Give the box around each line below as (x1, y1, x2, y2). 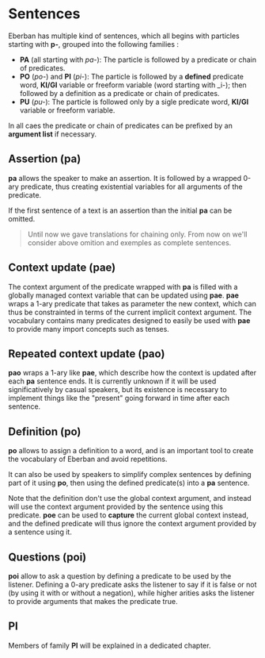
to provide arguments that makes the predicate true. (8, 597, 178, 606)
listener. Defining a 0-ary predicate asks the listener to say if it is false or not (8, 580, 257, 589)
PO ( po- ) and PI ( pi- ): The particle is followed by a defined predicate (19, 71, 244, 81)
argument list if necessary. (8, 129, 97, 139)
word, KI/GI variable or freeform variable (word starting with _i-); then (19, 80, 247, 90)
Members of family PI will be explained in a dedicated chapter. (8, 641, 211, 650)
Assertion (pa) (8, 152, 81, 166)
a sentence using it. (8, 527, 73, 537)
